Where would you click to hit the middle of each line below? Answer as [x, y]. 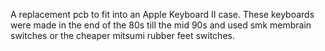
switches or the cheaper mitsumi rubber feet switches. [122, 35]
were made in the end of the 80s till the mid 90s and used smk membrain [161, 25]
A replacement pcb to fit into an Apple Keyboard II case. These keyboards [162, 14]
